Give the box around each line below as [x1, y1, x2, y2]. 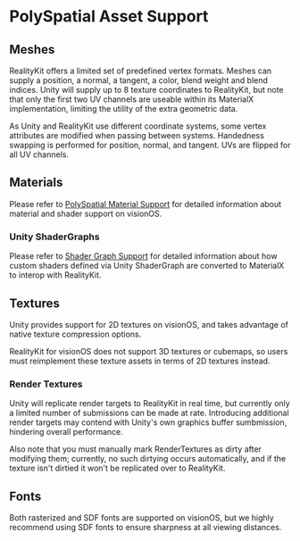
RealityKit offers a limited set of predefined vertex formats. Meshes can [9, 65, 272, 76]
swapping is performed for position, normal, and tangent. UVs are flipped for [9, 140, 291, 150]
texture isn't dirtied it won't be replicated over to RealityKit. [9, 462, 226, 474]
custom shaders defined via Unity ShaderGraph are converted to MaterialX [9, 261, 285, 271]
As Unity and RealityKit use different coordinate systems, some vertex [9, 121, 267, 131]
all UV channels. [9, 149, 70, 160]
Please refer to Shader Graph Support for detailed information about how [9, 251, 278, 262]
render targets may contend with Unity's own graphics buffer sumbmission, [9, 417, 287, 428]
